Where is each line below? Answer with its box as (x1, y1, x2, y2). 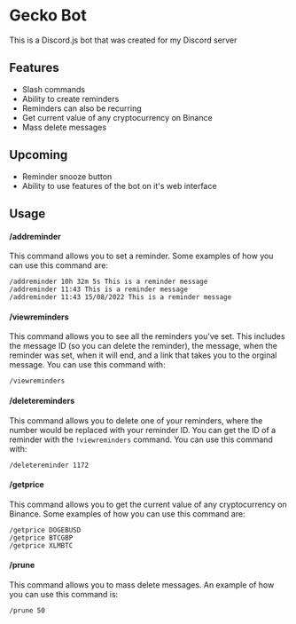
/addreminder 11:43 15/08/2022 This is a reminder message (9, 293, 232, 302)
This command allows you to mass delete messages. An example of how (9, 579, 275, 590)
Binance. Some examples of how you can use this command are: (9, 508, 245, 519)
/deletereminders (9, 395, 75, 406)
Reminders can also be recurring (21, 103, 142, 114)
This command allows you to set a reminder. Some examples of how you (9, 250, 274, 262)
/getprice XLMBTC (9, 541, 74, 550)
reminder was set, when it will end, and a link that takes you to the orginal (9, 350, 277, 360)
